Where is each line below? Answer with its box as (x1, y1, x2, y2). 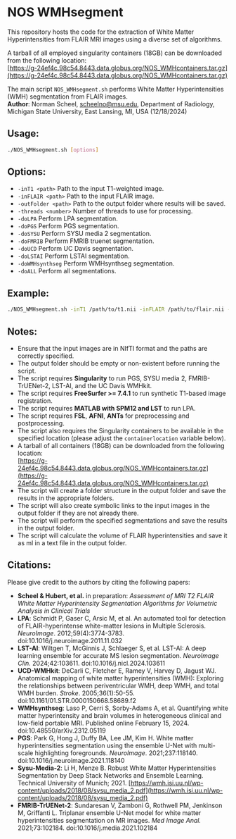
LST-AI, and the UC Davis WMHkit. (51, 381, 152, 390)
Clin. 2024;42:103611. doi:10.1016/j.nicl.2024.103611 (17, 659, 166, 667)
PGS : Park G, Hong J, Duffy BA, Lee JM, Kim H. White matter (17, 733, 194, 742)
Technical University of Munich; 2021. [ (17, 778, 131, 787)
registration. (17, 396, 53, 405)
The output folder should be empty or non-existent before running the (17, 359, 220, 367)
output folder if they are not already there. (17, 509, 139, 517)
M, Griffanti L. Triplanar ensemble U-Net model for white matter (17, 808, 202, 817)
